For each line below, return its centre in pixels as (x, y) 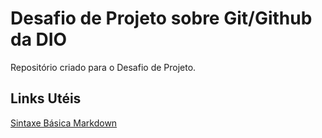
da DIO (39, 39)
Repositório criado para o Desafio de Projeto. (103, 67)
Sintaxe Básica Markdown (64, 123)
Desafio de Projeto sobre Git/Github (161, 18)
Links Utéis (46, 98)
